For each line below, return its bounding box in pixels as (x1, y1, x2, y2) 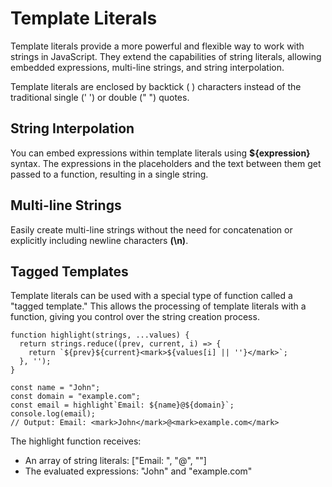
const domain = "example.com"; (10, 392, 141, 402)
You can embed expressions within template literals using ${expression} (10, 147, 311, 159)
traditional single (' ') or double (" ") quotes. (10, 91, 190, 103)
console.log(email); (10, 409, 97, 419)
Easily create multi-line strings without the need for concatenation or (10, 223, 293, 236)
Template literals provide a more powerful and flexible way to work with (10, 40, 305, 52)
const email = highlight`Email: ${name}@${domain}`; (10, 400, 235, 411)
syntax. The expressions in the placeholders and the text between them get (10, 157, 322, 169)
